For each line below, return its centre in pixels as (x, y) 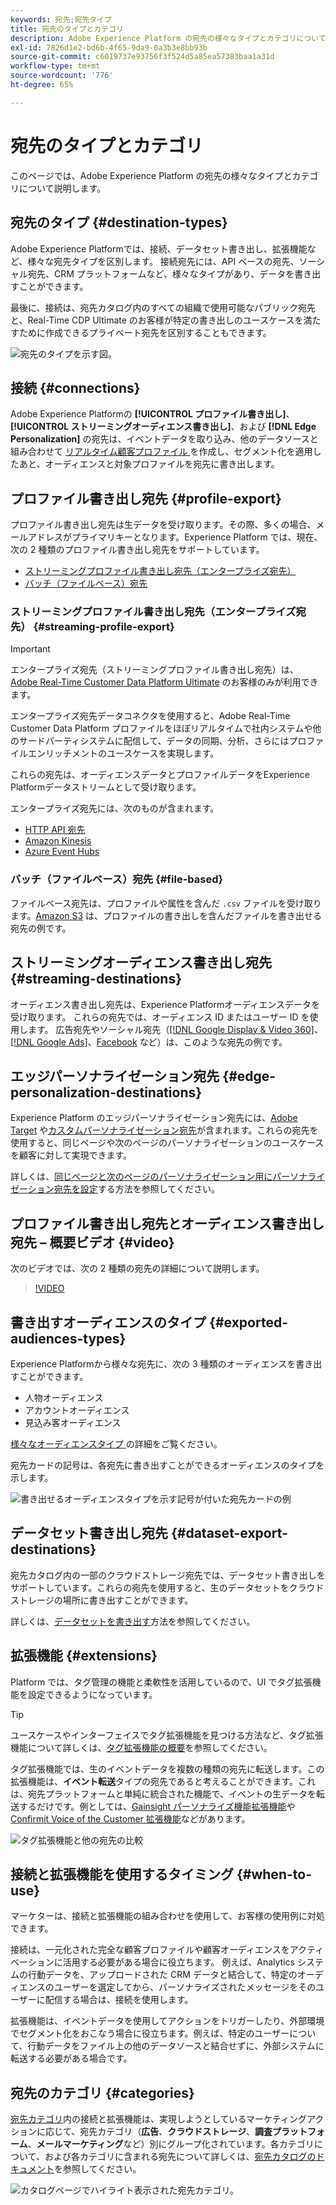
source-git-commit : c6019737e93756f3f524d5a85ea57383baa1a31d (142, 57)
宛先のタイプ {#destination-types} (119, 222)
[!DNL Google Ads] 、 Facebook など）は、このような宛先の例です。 (149, 1042)
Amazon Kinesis (58, 841)
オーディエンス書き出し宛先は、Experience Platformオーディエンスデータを (165, 1004)
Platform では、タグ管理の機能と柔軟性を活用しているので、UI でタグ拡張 (161, 1682)
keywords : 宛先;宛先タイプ (61, 19)
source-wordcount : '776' (62, 76)
